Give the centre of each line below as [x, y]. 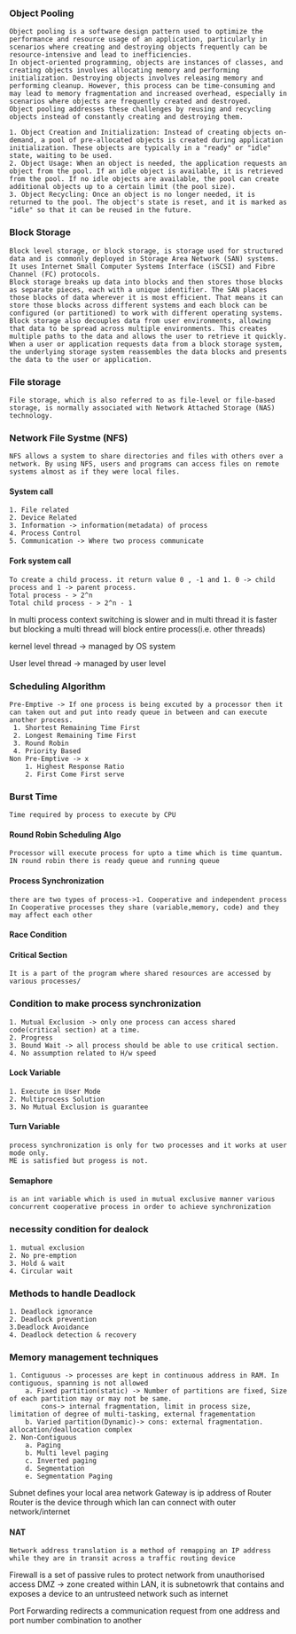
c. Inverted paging [61, 1461]
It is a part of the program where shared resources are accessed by [140, 974]
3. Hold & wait [37, 1263]
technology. [31, 415]
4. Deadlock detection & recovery [73, 1335]
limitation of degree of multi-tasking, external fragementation [132, 1414]
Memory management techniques [84, 1357]
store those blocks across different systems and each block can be [138, 305]
